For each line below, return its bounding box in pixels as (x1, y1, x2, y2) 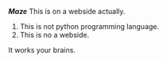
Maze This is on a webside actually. (8, 7, 126, 16)
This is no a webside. (19, 31, 90, 39)
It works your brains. (8, 46, 76, 54)
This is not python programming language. (19, 22, 160, 31)
